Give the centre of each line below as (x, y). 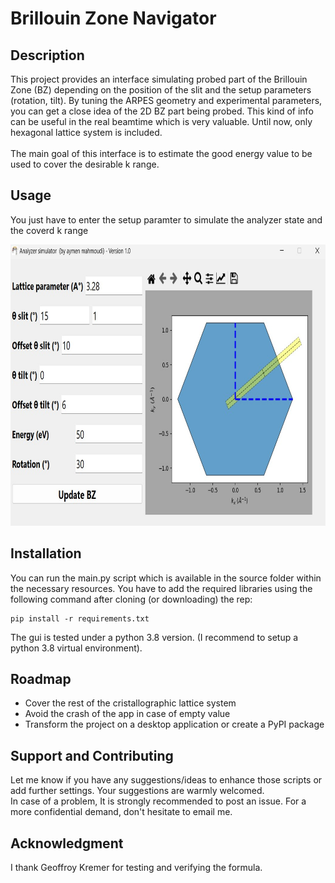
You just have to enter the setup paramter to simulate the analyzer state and (166, 219)
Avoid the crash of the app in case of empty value (127, 714)
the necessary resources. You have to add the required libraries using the (161, 588)
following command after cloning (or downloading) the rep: (131, 599)
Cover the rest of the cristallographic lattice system (130, 703)
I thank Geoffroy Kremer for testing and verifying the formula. (136, 868)
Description (47, 55)
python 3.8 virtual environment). (76, 648)
